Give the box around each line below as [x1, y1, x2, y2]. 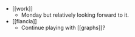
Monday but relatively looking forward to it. [21, 11, 129, 18]
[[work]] [12, 5, 33, 12]
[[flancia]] [12, 18, 38, 24]
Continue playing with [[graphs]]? [21, 24, 105, 31]
